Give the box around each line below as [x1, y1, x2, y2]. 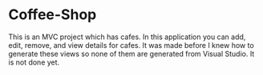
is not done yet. [8, 57, 60, 67]
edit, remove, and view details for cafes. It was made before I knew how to [8, 40, 254, 49]
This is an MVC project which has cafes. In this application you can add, [8, 32, 246, 41]
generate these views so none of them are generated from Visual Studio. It [8, 49, 255, 58]
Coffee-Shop [8, 6, 97, 24]
